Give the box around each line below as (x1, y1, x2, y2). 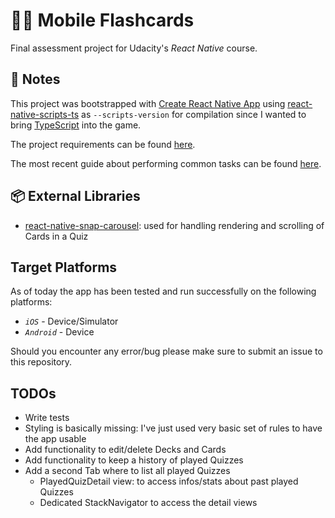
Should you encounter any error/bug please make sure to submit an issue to (10, 345, 323, 358)
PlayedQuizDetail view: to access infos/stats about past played (39, 475, 299, 488)
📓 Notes (10, 71, 61, 88)
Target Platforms (10, 259, 118, 276)
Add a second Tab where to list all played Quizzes (24, 465, 231, 477)
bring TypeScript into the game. (10, 119, 142, 131)
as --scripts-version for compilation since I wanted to (81, 108, 307, 120)
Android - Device (24, 326, 95, 338)
